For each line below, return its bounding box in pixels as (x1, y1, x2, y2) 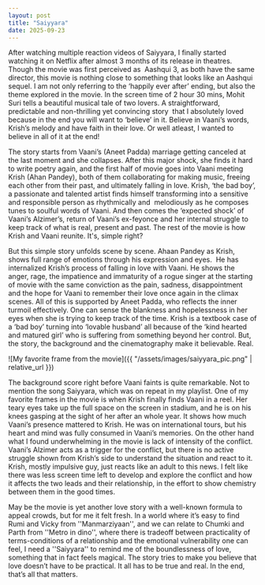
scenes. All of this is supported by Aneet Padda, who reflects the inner (8, 297, 238, 307)
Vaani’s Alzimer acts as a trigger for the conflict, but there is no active (8, 445, 234, 455)
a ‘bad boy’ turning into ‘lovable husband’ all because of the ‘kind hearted (8, 322, 247, 332)
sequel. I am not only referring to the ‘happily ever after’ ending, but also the (8, 81, 256, 91)
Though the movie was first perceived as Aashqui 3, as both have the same (8, 65, 255, 74)
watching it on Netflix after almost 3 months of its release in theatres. (8, 56, 233, 66)
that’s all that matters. (8, 570, 79, 579)
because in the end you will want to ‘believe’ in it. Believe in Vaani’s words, (8, 115, 250, 125)
